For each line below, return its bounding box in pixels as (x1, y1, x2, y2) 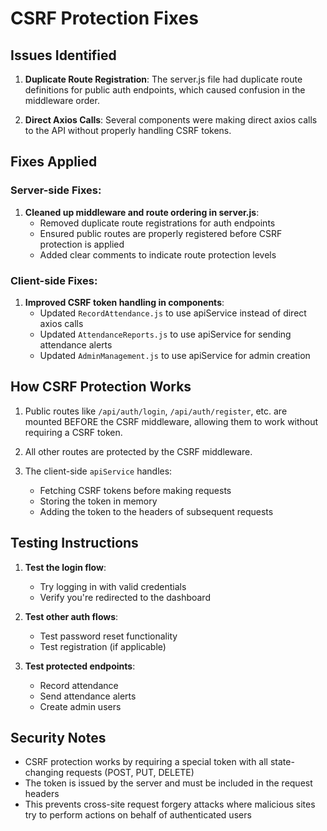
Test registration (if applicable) (39, 640, 167, 652)
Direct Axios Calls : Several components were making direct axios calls (24, 114, 318, 126)
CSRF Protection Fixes (10, 7, 199, 30)
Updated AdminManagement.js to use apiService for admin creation (39, 349, 311, 361)
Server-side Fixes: (10, 183, 102, 197)
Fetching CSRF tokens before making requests (39, 484, 232, 496)
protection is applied (39, 238, 125, 250)
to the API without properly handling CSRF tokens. (24, 125, 232, 136)
